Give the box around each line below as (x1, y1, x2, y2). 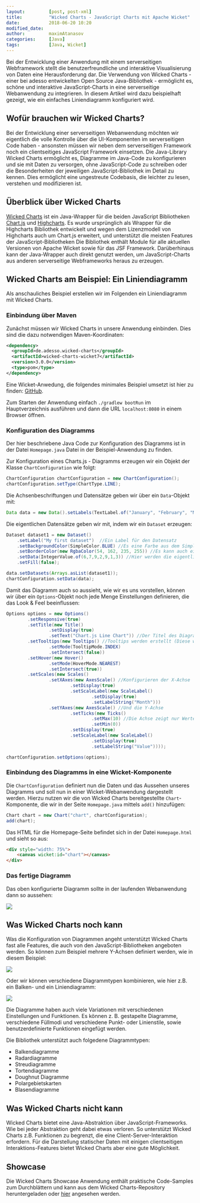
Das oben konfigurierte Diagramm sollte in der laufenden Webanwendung (6, 885, 187, 892)
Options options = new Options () (6, 610, 89, 616)
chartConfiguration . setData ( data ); (6, 575, 95, 582)
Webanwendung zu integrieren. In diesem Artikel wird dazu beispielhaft (6, 90, 182, 97)
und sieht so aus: (6, 835, 49, 842)
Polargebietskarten (14, 1080, 61, 1087)
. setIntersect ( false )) (48, 649, 105, 655)
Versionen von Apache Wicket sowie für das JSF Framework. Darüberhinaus (6, 245, 194, 252)
